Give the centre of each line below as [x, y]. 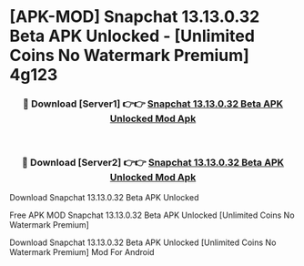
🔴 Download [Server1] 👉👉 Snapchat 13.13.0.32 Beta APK [153, 104]
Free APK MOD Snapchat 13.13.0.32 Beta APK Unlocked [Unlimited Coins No [152, 215]
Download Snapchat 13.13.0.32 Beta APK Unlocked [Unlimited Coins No [143, 242]
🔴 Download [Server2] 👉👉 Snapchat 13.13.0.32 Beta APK [153, 163]
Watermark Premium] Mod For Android [82, 251]
